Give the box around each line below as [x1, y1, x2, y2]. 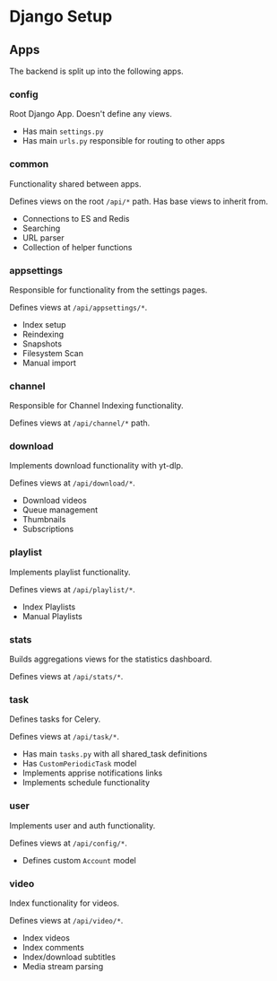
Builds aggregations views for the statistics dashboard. [9, 653, 212, 665]
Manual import [22, 357, 76, 368]
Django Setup [9, 6, 113, 27]
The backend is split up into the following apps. [9, 66, 184, 76]
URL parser [22, 232, 65, 243]
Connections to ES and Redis [22, 213, 130, 223]
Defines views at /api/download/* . [9, 477, 136, 488]
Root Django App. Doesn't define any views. [9, 109, 172, 119]
